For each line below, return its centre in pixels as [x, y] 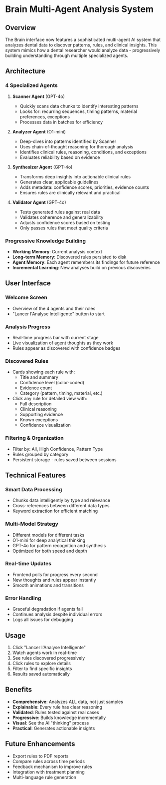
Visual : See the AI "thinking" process [51, 723]
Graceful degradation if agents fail [48, 609]
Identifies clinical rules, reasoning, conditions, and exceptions [83, 152]
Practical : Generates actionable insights [54, 728]
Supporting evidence [41, 414]
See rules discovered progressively [49, 658]
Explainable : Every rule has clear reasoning [57, 707]
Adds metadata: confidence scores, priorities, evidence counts [84, 187]
